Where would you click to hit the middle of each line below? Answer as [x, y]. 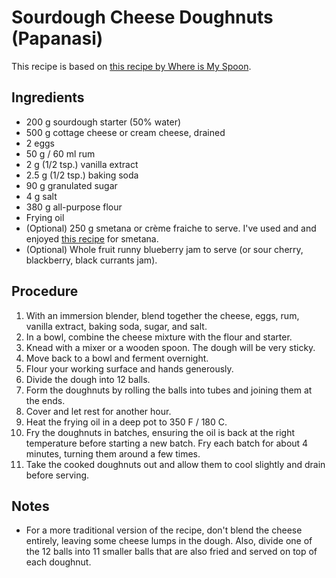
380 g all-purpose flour [74, 207]
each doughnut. [58, 562]
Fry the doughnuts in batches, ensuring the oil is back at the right [160, 432]
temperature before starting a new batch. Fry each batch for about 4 [167, 443]
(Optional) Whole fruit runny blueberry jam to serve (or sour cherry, [164, 249]
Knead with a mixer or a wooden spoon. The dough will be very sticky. [170, 347]
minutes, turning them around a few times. [113, 453]
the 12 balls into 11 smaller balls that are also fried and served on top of [171, 552]
